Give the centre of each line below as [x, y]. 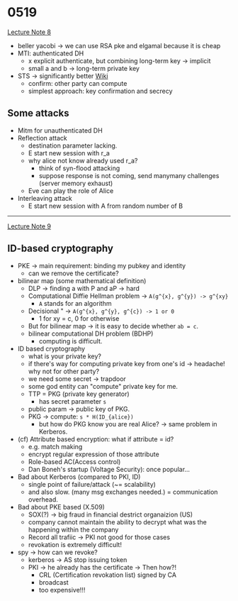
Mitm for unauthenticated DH [60, 130]
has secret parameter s [73, 401]
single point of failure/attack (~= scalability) [92, 484]
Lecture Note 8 [29, 32]
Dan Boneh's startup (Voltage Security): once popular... [109, 469]
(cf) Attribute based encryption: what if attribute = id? [96, 439]
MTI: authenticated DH [51, 53]
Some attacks [38, 113]
